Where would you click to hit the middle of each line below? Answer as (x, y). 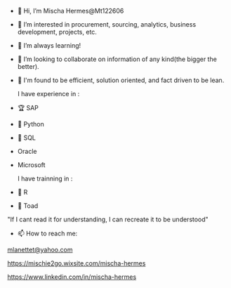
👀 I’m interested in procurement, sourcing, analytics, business (107, 24)
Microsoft (31, 165)
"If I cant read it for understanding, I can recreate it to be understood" (108, 219)
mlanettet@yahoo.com (40, 250)
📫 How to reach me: (47, 233)
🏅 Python (31, 124)
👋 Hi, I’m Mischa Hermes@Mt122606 (71, 11)
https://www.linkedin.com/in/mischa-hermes (72, 277)
